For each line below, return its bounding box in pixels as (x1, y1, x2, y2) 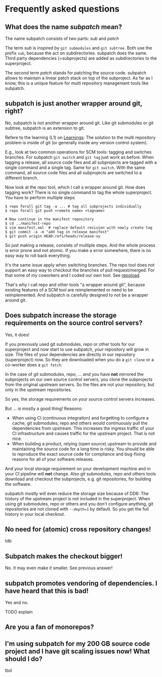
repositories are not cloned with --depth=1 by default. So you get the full (5, 506, 149, 512)
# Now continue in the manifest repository (5, 217, 94, 221)
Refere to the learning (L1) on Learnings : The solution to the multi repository (5, 135, 156, 140)
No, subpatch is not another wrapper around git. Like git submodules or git (5, 120, 154, 126)
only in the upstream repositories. (5, 387, 72, 392)
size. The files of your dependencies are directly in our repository (5, 351, 135, 357)
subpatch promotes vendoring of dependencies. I (5, 579, 158, 587)
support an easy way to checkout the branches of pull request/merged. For (5, 267, 155, 273)
